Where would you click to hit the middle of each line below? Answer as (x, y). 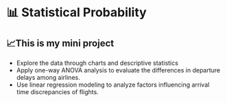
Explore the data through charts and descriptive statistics (97, 63)
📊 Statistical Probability (76, 13)
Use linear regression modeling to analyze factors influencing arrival (113, 85)
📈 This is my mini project (60, 43)
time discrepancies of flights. (57, 92)
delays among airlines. (48, 77)
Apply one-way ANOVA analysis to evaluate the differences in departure (118, 70)
